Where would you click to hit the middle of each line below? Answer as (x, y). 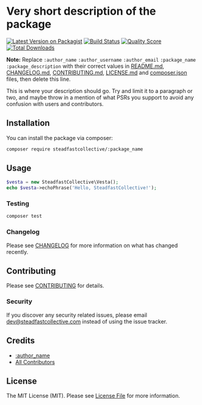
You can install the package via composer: (60, 138)
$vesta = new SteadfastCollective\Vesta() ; (63, 182)
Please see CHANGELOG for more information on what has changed (92, 245)
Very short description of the (81, 11)
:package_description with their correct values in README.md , (85, 66)
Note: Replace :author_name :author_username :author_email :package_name (101, 59)
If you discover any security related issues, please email (77, 315)
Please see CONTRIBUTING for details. (56, 286)
